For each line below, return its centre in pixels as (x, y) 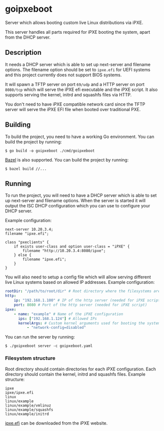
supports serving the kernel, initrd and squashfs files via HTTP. (68, 94)
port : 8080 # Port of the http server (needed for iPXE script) (81, 305)
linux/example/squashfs (29, 409)
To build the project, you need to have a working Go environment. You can (80, 136)
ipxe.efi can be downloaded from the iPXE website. (56, 423)
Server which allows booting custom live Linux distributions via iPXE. (74, 23)
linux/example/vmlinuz (28, 405)
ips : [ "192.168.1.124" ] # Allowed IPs (57, 318)
